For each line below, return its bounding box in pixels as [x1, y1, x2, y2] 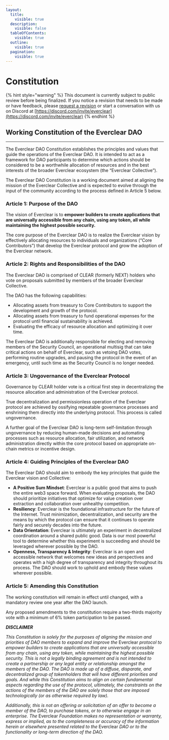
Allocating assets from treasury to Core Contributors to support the [13, 302, 152, 308]
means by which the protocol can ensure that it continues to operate [13, 517, 154, 523]
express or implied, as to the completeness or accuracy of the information [6, 718, 159, 724]
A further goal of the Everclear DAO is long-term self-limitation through [6, 424, 152, 430]
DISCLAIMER [6, 624, 33, 630]
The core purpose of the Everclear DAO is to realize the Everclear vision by [6, 232, 160, 238]
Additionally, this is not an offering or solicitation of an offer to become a [6, 702, 156, 708]
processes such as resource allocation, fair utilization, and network [6, 435, 144, 441]
